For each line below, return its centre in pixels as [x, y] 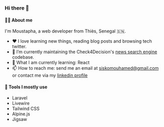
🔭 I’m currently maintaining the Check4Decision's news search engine [85, 52]
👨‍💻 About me [19, 20]
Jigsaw [19, 119]
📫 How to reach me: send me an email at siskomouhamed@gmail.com [85, 68]
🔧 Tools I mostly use [26, 87]
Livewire [21, 103]
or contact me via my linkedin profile [50, 75]
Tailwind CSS [26, 109]
